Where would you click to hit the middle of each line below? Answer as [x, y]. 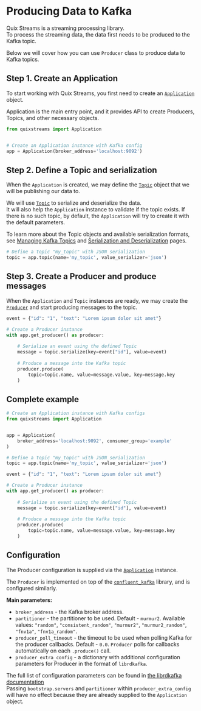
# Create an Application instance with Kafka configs [76, 413]
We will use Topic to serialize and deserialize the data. [74, 203]
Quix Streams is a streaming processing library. [65, 28]
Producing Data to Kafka [69, 11]
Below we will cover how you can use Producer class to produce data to [96, 52]
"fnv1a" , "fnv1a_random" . [46, 631]
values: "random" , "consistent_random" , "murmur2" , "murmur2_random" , [101, 624]
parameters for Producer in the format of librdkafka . [81, 663]
